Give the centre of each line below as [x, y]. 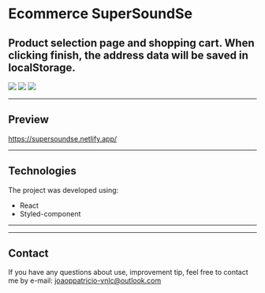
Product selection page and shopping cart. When [131, 43]
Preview [29, 120]
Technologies [43, 171]
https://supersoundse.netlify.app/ [63, 138]
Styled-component [50, 213]
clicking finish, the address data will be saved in [128, 55]
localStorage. [42, 68]
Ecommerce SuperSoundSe [101, 14]
